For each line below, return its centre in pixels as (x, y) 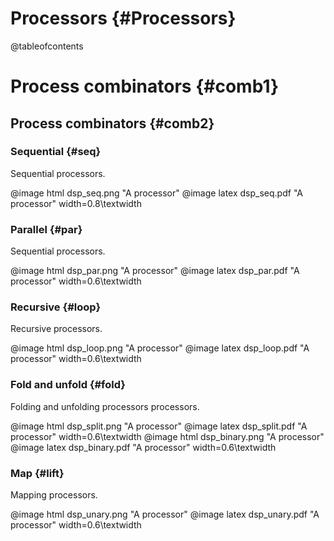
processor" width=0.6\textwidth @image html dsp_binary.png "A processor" (167, 436)
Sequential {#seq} (56, 152)
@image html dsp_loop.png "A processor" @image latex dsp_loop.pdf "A (160, 348)
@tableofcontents (47, 46)
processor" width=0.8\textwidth (76, 203)
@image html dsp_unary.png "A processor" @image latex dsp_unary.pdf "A (165, 514)
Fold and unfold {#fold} (68, 385)
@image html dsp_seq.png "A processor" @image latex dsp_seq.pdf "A (156, 193)
